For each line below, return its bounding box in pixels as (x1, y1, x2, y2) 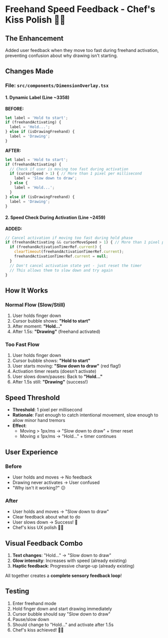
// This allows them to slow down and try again (9, 267, 113, 273)
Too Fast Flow (5, 341, 40, 348)
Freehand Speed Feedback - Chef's (5, 3, 155, 15)
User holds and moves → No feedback (12, 474, 92, 480)
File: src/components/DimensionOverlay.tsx (5, 82, 109, 89)
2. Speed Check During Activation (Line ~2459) (5, 214, 106, 220)
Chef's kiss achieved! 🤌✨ (12, 626, 64, 633)
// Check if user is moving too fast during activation (9, 166, 128, 171)
